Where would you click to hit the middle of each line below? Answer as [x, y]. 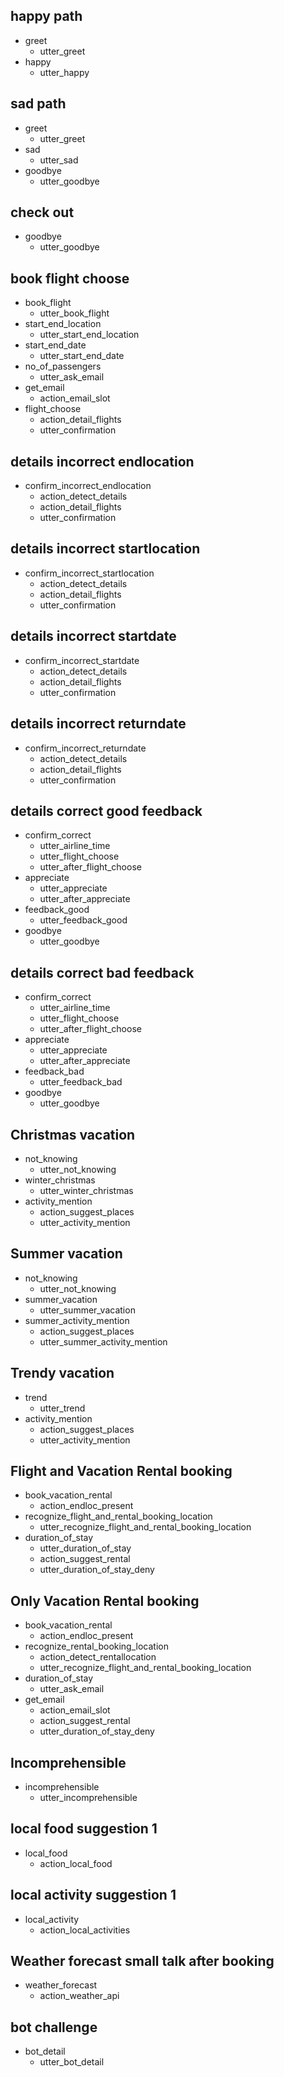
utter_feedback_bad [81, 1082]
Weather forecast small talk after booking [142, 1961]
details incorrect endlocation [102, 461]
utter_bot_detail [72, 2062]
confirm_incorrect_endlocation [88, 486]
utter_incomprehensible [88, 1797]
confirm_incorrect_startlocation [89, 573]
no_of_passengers [63, 366]
